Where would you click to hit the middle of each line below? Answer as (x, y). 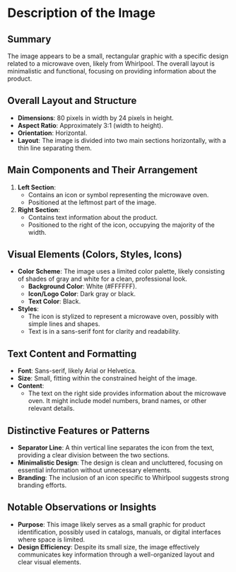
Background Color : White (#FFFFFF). (83, 286)
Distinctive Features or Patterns (79, 430)
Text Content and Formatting (72, 354)
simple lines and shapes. (64, 324)
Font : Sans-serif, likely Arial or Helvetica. (77, 371)
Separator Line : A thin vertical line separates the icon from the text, (116, 448)
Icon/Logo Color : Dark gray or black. (82, 294)
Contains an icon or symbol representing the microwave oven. (118, 194)
